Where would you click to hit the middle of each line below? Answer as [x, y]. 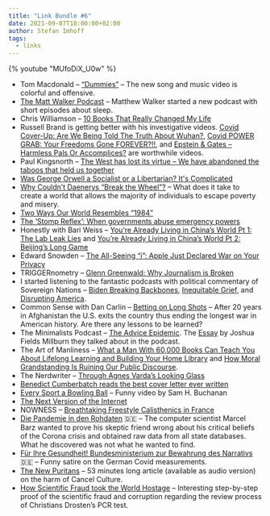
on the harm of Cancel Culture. [71, 480]
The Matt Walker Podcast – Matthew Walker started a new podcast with [139, 102]
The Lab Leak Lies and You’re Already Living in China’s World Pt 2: [130, 239]
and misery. [39, 204]
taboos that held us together [67, 170]
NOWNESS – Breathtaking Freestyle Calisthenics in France [117, 410]
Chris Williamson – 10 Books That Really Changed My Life [116, 119]
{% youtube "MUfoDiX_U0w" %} [62, 69]
